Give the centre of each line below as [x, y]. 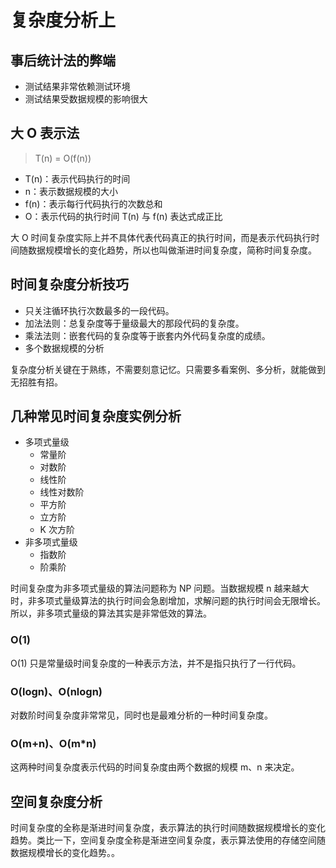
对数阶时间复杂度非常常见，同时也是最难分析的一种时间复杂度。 [141, 715]
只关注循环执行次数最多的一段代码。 [99, 310]
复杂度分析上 [63, 20]
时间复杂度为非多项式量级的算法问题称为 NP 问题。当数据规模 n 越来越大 [160, 588]
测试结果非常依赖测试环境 [77, 86]
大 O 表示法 [45, 133]
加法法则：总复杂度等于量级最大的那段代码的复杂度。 [134, 323]
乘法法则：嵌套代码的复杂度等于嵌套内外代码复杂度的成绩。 [147, 335]
